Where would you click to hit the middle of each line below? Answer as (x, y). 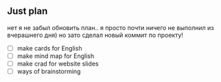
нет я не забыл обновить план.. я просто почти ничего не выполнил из (110, 27)
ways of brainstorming (49, 71)
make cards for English (49, 48)
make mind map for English (56, 56)
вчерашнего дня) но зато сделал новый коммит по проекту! (95, 35)
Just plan (27, 11)
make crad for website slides (58, 64)
